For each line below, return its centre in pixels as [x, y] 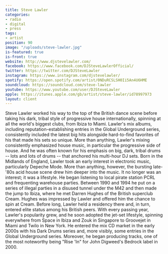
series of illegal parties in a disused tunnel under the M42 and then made [81, 188]
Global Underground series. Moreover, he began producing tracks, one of [81, 236]
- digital [16, 24]
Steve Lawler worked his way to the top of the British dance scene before [81, 113]
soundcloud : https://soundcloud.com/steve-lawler [58, 85]
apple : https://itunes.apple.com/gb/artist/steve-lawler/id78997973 [78, 94]
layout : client [21, 99]
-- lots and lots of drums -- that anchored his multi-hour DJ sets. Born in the [84, 156]
